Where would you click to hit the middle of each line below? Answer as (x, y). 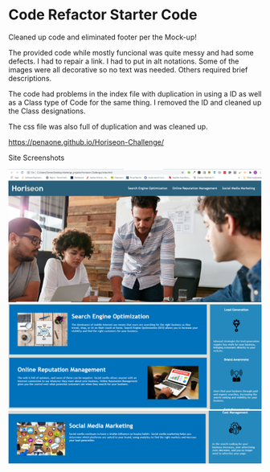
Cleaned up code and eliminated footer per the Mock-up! (102, 37)
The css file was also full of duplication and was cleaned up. (108, 126)
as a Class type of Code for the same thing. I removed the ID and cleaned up (135, 102)
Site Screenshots (37, 158)
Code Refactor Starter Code (103, 15)
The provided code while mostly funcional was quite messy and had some (131, 52)
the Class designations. (47, 111)
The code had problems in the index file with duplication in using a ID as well (135, 93)
